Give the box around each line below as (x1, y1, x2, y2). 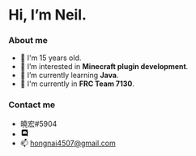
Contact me (8, 99, 56, 110)
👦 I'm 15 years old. (19, 53, 82, 63)
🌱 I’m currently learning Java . (19, 71, 119, 80)
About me (8, 35, 49, 46)
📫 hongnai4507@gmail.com (19, 138, 116, 148)
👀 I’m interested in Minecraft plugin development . (19, 62, 189, 71)
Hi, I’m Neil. (8, 6, 87, 24)
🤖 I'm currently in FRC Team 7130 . (19, 79, 135, 89)
